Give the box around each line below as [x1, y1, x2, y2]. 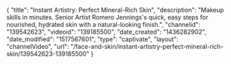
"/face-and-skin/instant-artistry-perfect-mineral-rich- [71, 43, 224, 50]
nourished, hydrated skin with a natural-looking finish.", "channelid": [6, 21, 201, 28]
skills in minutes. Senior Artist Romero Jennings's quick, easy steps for [6, 13, 209, 21]
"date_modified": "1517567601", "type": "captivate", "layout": [6, 35, 179, 43]
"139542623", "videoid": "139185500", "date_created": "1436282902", [6, 28, 207, 36]
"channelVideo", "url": [6, 43, 70, 50]
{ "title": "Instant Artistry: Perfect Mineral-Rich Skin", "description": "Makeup [6, 6, 224, 14]
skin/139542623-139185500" [6, 50, 90, 58]
